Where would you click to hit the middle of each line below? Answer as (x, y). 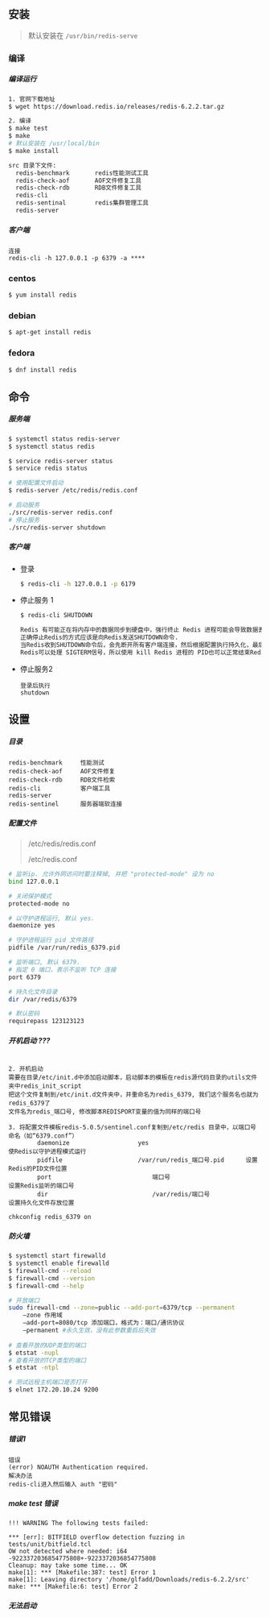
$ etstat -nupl (34, 1353)
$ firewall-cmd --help (46, 1286)
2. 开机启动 (26, 1069)
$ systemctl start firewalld (57, 1256)
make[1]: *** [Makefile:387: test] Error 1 (82, 1573)
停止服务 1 (37, 600)
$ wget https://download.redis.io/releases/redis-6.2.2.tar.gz (117, 106)
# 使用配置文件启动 (36, 483)
